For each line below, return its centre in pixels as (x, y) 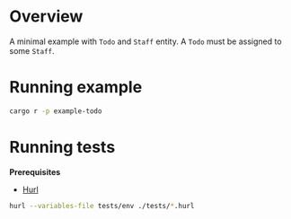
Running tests (62, 147)
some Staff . (32, 50)
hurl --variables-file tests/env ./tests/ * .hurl (102, 206)
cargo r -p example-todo (56, 111)
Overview (46, 17)
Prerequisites (35, 171)
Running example (76, 88)
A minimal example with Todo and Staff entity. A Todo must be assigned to (145, 41)
